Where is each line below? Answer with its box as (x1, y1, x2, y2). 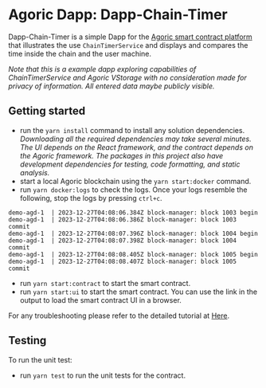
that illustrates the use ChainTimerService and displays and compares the (8, 40, 248, 49)
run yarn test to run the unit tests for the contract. (19, 370, 186, 380)
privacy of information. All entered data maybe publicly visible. (8, 81, 215, 91)
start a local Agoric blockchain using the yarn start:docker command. (19, 176, 252, 186)
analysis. (19, 167, 50, 177)
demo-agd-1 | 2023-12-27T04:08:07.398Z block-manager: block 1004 (8, 237, 237, 245)
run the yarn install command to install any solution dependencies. (19, 125, 245, 135)
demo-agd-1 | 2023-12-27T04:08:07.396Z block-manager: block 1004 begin (8, 229, 259, 237)
